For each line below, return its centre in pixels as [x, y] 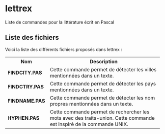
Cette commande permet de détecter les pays [103, 83]
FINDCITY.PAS [25, 73]
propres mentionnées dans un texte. [92, 104]
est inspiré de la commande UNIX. [89, 124]
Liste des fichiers [32, 38]
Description [104, 61]
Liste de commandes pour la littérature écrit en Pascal [60, 22]
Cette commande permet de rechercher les [100, 112]
